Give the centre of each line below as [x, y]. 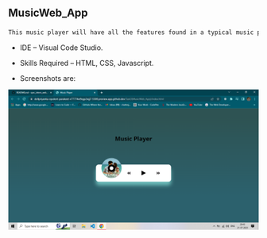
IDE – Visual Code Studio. [61, 48]
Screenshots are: [48, 78]
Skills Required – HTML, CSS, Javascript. [87, 63]
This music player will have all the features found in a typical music [131, 32]
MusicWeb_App [48, 13]
